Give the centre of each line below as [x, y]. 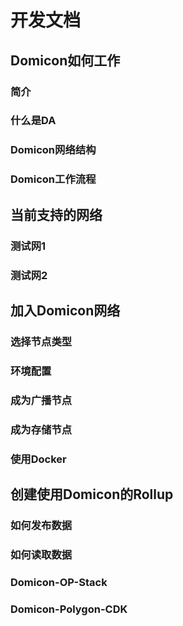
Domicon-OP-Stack [59, 582]
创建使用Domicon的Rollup [92, 494]
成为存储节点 [41, 429]
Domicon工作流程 [53, 179]
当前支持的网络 [56, 214]
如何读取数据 [41, 554]
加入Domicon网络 [65, 310]
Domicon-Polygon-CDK [69, 609]
